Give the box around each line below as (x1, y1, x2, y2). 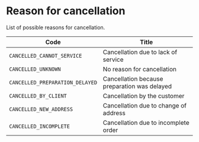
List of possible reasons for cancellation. (6, 24, 105, 31)
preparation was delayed (102, 82, 172, 90)
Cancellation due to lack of (102, 48, 178, 56)
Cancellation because (102, 74, 163, 83)
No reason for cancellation (102, 65, 176, 73)
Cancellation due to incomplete (102, 118, 190, 127)
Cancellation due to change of (102, 101, 187, 109)
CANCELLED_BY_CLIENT (9, 92, 67, 99)
